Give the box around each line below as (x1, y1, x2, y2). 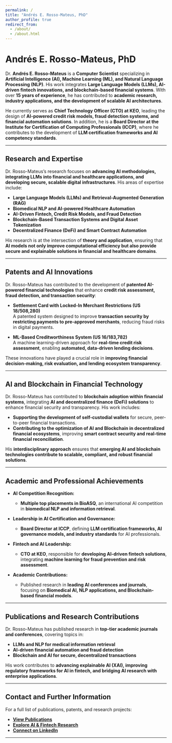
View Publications (12, 716, 53, 722)
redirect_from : (5, 22, 38, 27)
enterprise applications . (5, 673, 58, 679)
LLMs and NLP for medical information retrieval (12, 641, 116, 647)
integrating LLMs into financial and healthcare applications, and (5, 173, 144, 180)
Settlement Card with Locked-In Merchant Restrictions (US (12, 302, 141, 308)
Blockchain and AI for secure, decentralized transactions (12, 652, 137, 658)
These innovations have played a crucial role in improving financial (5, 355, 147, 361)
